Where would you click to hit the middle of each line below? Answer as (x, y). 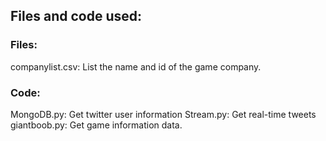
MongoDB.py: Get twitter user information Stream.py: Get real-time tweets (163, 114)
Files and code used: (76, 16)
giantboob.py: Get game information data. (96, 125)
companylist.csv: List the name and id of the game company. (136, 66)
